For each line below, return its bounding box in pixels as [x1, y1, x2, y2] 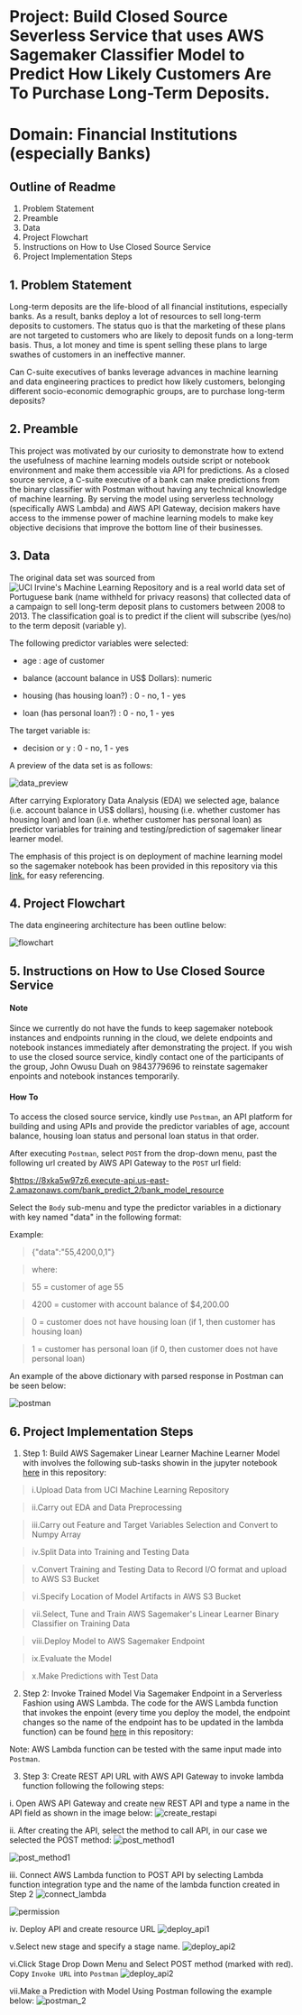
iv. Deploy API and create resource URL [9, 1924, 156, 1935]
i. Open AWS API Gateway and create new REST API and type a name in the [9, 1798, 290, 1809]
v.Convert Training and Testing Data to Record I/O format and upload [31, 1564, 287, 1575]
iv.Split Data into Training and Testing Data [31, 1547, 189, 1558]
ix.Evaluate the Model [31, 1653, 113, 1664]
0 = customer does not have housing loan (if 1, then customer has [31, 1317, 276, 1328]
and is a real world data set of [175, 582, 286, 593]
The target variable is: [9, 724, 91, 736]
